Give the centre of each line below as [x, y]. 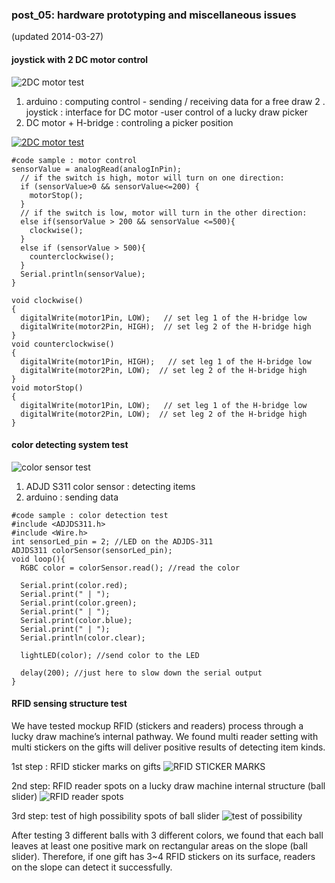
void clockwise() [47, 300]
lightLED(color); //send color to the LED [110, 655]
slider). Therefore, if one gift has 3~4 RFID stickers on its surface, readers [163, 856]
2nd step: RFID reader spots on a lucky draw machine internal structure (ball [168, 785]
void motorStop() [47, 388]
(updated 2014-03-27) [57, 37]
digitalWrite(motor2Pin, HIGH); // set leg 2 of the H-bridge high [166, 326]
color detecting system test [70, 445]
